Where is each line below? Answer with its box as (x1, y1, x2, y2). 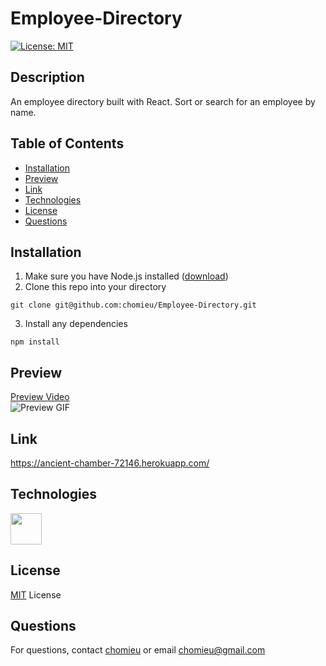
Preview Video (10, 391, 70, 403)
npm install (10, 337, 60, 347)
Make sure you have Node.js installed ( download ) (24, 270, 229, 282)
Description (10, 69, 85, 86)
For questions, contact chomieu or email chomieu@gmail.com (10, 644, 266, 656)
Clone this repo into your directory (24, 281, 167, 293)
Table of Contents (10, 135, 125, 152)
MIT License (10, 588, 62, 601)
